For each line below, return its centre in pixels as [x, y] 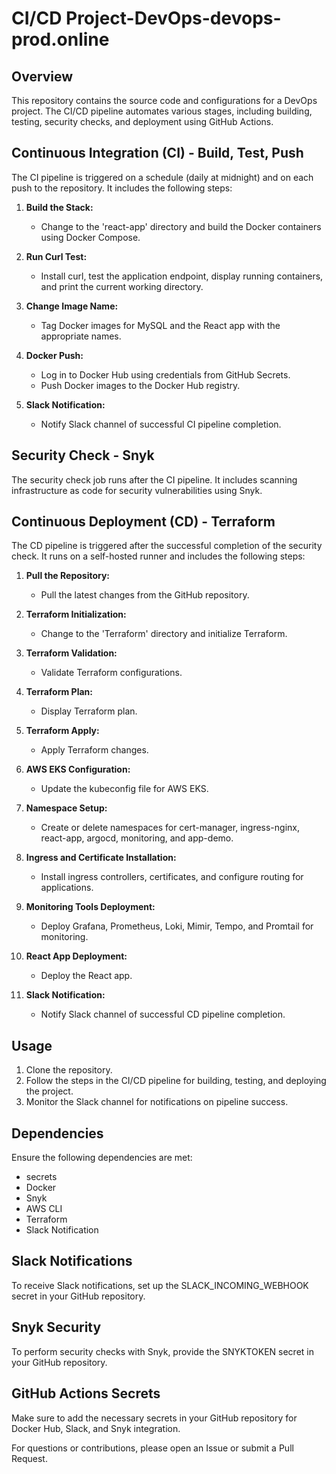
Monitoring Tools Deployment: [90, 907]
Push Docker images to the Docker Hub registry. [140, 385]
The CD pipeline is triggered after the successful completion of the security [167, 546]
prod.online [60, 39]
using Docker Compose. [90, 237]
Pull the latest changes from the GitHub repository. [145, 595]
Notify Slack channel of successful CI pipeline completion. [161, 424]
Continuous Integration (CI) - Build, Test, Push [157, 153]
